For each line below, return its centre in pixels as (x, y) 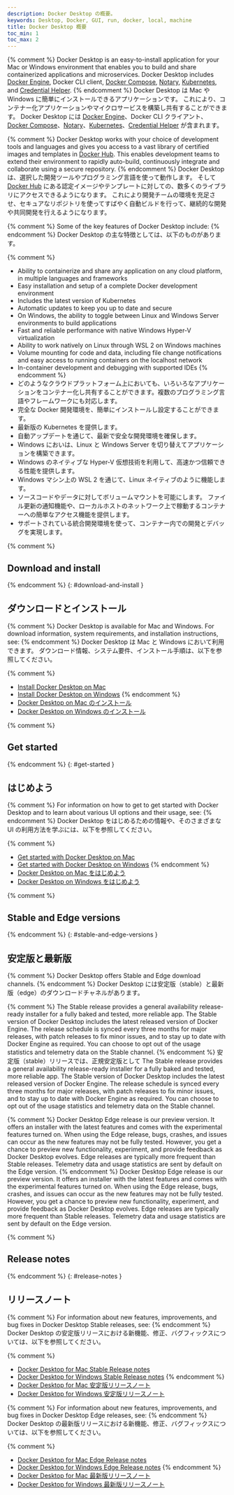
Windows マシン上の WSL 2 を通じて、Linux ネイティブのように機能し (118, 479)
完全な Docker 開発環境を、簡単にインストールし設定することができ (115, 409)
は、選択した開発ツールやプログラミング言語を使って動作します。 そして (112, 177)
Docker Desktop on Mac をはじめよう (71, 873)
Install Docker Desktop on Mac (61, 687)
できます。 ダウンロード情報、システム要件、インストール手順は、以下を (112, 650)
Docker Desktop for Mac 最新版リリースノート (84, 1475)
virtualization (36, 338)
